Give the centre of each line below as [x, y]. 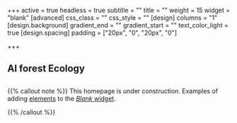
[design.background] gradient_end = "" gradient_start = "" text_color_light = [118, 25]
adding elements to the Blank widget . [62, 98]
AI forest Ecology [46, 69]
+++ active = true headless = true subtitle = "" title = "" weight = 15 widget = [119, 10]
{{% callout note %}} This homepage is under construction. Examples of [113, 90]
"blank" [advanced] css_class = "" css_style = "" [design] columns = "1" [112, 18]
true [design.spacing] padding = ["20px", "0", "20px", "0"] [92, 33]
